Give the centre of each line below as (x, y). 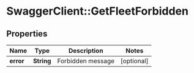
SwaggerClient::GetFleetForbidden (97, 11)
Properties (27, 34)
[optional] (134, 61)
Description (86, 51)
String (42, 61)
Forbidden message (86, 61)
